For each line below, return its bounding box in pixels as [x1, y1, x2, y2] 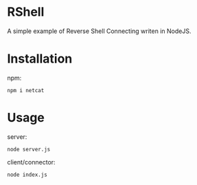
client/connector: [7, 157, 56, 166]
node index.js [7, 171, 48, 178]
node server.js [7, 146, 51, 153]
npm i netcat [7, 87, 45, 94]
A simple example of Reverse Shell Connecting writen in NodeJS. [7, 27, 192, 35]
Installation [7, 51, 73, 67]
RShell [7, 4, 45, 20]
